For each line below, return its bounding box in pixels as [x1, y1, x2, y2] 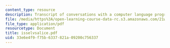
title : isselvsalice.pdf [5, 30, 58, 35]
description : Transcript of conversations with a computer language [5, 12, 153, 17]
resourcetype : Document [5, 26, 56, 31]
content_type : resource [5, 7, 56, 12]
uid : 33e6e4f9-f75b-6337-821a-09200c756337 [5, 35, 99, 40]
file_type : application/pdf [5, 21, 65, 26]
